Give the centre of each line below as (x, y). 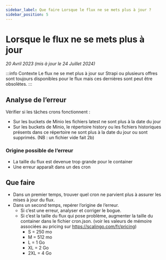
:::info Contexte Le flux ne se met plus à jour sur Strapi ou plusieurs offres (82, 74)
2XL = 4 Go (40, 253)
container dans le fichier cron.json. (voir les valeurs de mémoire (86, 221)
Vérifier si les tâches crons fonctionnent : (48, 112)
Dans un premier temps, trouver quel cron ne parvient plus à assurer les (87, 195)
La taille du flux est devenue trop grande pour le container (73, 161)
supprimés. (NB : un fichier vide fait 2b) (53, 138)
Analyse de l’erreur (36, 100)
